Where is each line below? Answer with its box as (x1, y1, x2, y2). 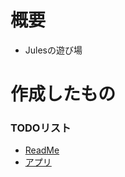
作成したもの (10, 83, 117, 106)
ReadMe (24, 144, 60, 156)
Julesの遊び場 (24, 44, 83, 56)
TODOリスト (10, 121, 72, 135)
